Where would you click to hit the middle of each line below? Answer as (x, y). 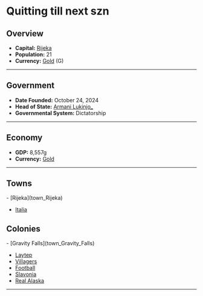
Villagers (26, 261)
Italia (21, 209)
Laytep (24, 255)
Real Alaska (29, 281)
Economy (24, 138)
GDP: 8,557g (31, 152)
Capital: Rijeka (34, 48)
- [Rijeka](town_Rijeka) (34, 198)
